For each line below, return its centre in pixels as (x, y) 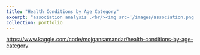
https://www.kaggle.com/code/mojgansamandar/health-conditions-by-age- (100, 40)
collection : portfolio (34, 22)
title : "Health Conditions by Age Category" (63, 12)
